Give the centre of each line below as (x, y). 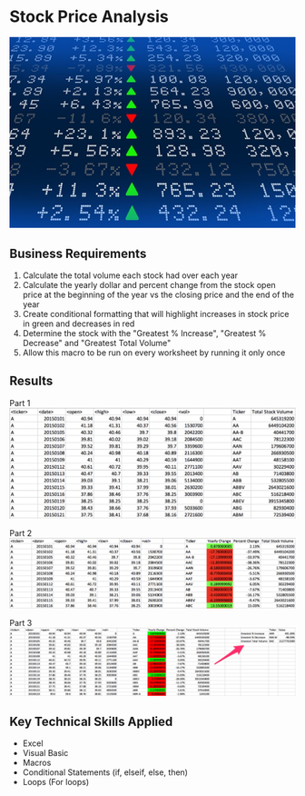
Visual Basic (45, 753)
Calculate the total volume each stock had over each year (130, 275)
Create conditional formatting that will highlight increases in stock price (156, 314)
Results (31, 381)
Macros (37, 763)
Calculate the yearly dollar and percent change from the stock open (149, 285)
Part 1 (20, 403)
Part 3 (21, 623)
